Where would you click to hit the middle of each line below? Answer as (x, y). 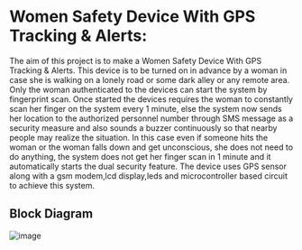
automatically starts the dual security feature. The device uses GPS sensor (148, 166)
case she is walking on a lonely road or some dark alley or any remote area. (150, 79)
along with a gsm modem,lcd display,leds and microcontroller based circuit (149, 176)
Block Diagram (51, 214)
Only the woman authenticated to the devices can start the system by (138, 89)
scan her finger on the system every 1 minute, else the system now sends (146, 108)
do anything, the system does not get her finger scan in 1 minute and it (140, 156)
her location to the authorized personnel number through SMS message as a (151, 118)
